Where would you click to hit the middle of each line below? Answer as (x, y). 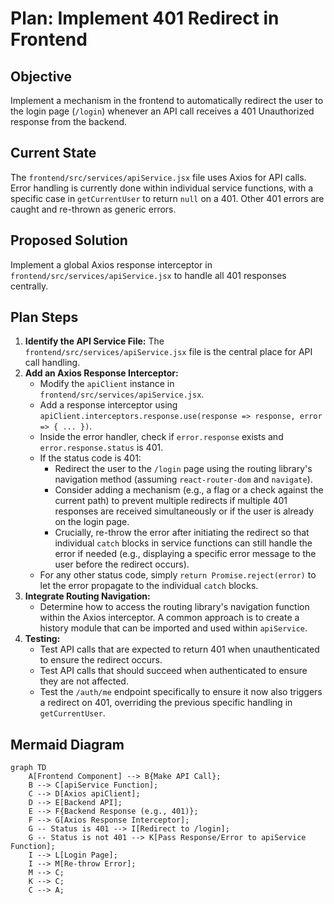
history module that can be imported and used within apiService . (173, 628)
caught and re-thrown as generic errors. (93, 209)
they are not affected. (84, 681)
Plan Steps (44, 317)
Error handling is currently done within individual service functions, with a (162, 188)
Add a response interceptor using (108, 405)
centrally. (29, 286)
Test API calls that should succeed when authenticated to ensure (173, 671)
